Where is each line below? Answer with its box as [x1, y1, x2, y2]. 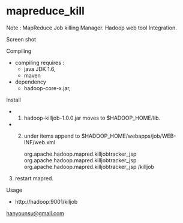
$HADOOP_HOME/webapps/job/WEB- [81, 132, 176, 139]
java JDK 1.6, [23, 65, 56, 73]
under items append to [23, 132, 80, 139]
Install [6, 96, 21, 103]
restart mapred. [14, 174, 54, 182]
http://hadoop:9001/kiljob [14, 198, 78, 205]
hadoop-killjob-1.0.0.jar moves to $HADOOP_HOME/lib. [23, 114, 161, 121]
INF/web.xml [23, 138, 56, 145]
